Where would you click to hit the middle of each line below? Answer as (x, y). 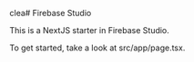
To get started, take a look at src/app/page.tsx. (97, 48)
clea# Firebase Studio (51, 13)
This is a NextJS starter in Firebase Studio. (90, 30)
